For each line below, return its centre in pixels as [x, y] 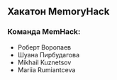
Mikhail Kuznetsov [44, 62]
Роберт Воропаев [44, 47]
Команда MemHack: [44, 32]
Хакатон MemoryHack [58, 12]
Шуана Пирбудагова [49, 55]
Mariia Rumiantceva [46, 69]
